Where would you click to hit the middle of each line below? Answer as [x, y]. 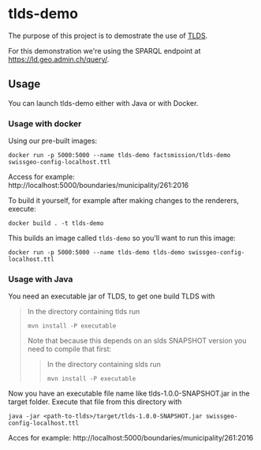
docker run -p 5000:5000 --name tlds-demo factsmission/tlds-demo [119, 156]
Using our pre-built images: [53, 141]
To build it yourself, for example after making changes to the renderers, [123, 201]
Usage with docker [45, 123]
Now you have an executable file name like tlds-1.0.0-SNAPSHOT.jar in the [129, 394]
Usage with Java [41, 279]
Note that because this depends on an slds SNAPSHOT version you [137, 341]
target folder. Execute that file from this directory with [95, 402]
